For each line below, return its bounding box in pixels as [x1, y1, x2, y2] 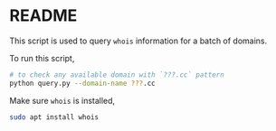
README [9, 5, 78, 26]
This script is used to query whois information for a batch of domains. [9, 35, 268, 46]
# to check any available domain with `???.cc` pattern [9, 70, 224, 80]
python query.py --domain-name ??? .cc [9, 79, 156, 88]
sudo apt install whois [9, 112, 100, 122]
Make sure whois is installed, [9, 95, 116, 106]
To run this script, [9, 52, 75, 63]
